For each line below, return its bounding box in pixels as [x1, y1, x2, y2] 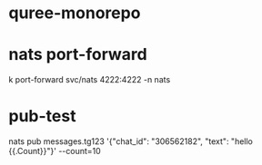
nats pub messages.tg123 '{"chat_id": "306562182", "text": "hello [8, 136, 254, 147]
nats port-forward [8, 44, 147, 65]
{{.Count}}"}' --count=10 [8, 146, 101, 157]
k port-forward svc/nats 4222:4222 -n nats [8, 74, 171, 85]
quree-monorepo [8, 3, 141, 24]
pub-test [8, 106, 76, 127]
